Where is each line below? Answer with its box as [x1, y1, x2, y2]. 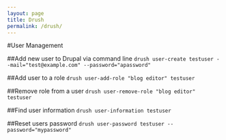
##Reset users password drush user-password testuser [7, 120, 165, 128]
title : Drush [7, 16, 44, 23]
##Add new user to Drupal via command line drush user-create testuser [7, 55, 214, 63]
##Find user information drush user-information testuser [7, 107, 172, 115]
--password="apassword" [83, 62, 152, 69]
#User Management [7, 42, 63, 50]
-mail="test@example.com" [7, 62, 81, 69]
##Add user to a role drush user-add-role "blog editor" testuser [7, 74, 195, 82]
